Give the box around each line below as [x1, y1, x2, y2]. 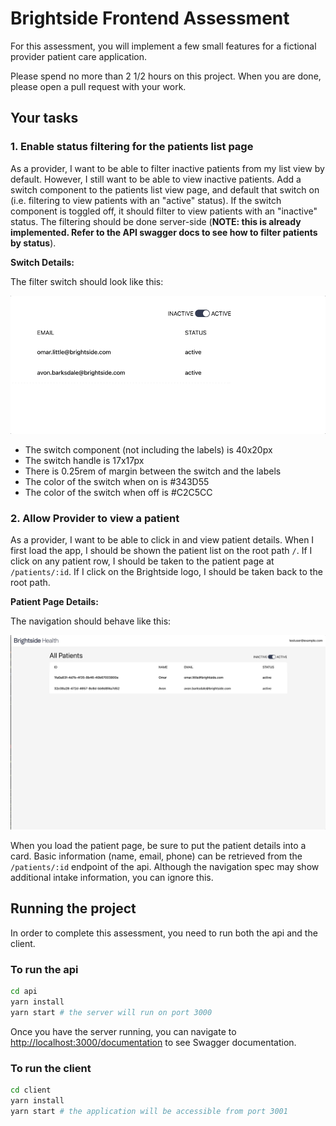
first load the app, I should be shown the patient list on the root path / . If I [10, 545, 313, 557]
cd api [10, 986, 38, 996]
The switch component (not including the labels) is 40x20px [24, 444, 273, 456]
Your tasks [10, 110, 79, 127]
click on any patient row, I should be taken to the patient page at [10, 555, 275, 567]
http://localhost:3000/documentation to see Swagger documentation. [10, 1036, 297, 1048]
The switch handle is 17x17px [24, 455, 145, 466]
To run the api [10, 962, 79, 976]
